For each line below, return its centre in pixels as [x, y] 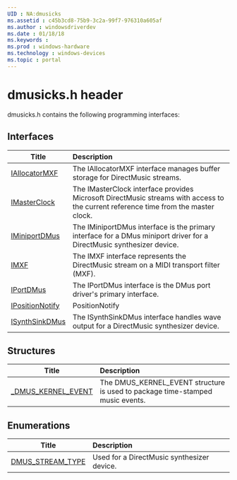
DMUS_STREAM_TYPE [48, 462]
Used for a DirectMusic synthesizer [151, 457]
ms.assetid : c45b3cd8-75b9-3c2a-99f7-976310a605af [85, 21]
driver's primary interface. [116, 294]
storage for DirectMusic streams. [127, 177]
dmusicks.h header [65, 94]
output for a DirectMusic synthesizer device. [146, 326]
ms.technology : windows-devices [56, 54]
